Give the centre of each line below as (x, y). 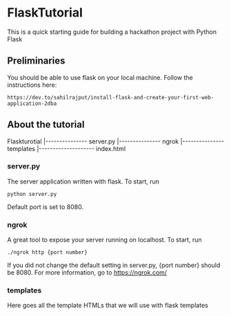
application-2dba (32, 103)
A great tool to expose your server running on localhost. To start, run (104, 240)
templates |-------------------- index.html (67, 148)
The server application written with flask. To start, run (83, 181)
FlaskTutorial (45, 13)
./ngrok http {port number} (48, 253)
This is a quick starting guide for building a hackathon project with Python (112, 32)
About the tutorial (46, 125)
